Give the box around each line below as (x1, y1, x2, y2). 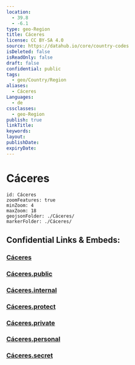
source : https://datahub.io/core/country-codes (6, 43, 130, 49)
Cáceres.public (6, 269, 53, 278)
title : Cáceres (6, 32, 45, 38)
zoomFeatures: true (6, 197, 56, 203)
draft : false (6, 60, 40, 66)
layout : (6, 134, 26, 140)
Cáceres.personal (6, 335, 61, 344)
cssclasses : (6, 105, 36, 112)
